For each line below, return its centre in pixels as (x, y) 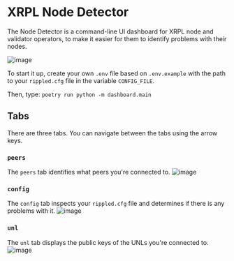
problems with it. (31, 211)
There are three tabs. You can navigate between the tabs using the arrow (112, 133)
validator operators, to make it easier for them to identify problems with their (117, 38)
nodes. (17, 46)
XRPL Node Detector (68, 12)
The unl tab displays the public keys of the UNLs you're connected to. (108, 242)
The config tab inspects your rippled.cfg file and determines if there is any (116, 204)
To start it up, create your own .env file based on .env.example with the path (116, 73)
